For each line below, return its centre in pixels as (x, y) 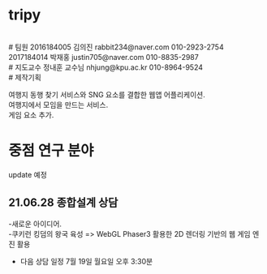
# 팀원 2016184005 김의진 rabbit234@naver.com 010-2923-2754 (116, 47)
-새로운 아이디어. (35, 224)
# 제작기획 (25, 77)
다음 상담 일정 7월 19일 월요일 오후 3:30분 (86, 261)
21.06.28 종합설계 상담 (63, 203)
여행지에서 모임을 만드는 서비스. (58, 105)
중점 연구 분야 (51, 151)
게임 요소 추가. (31, 114)
